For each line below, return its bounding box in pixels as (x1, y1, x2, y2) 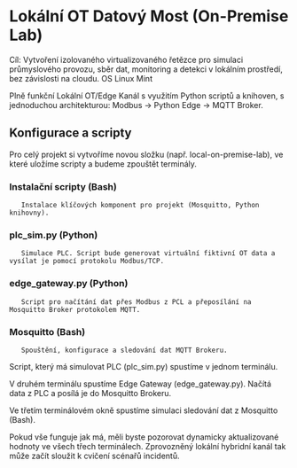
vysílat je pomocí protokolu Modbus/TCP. (9, 257, 165, 266)
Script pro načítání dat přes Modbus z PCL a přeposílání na (20, 297, 252, 307)
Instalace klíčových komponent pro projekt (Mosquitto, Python (20, 201, 260, 210)
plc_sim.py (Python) (9, 229, 98, 241)
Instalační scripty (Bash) (9, 180, 117, 192)
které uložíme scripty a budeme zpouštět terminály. (9, 158, 198, 169)
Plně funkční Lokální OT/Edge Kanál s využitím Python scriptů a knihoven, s (9, 90, 285, 101)
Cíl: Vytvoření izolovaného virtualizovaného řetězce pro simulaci (9, 54, 244, 65)
